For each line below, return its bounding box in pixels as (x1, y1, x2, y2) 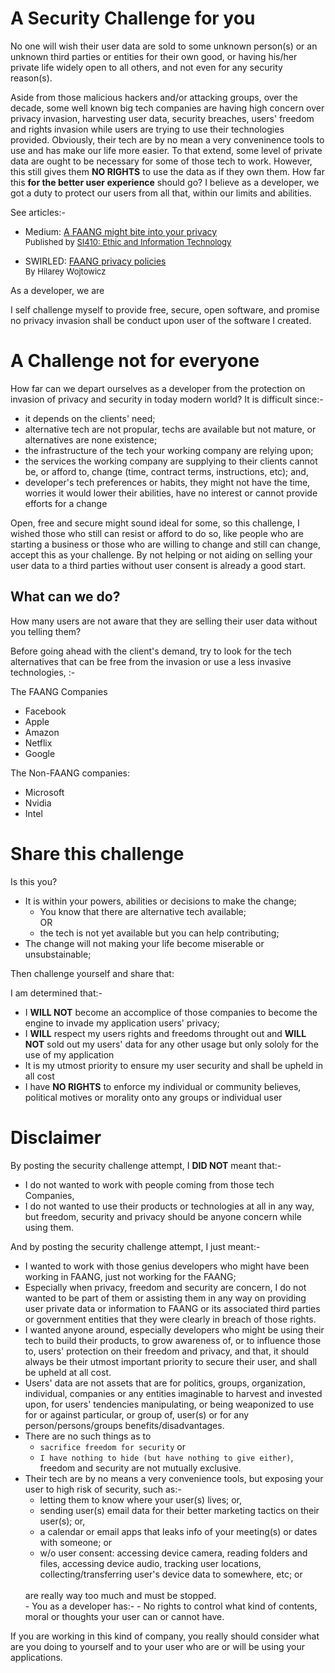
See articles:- (10, 206, 66, 218)
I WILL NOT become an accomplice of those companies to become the (24, 1006, 318, 1018)
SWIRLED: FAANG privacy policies (24, 255, 167, 267)
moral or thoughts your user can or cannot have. (24, 1610, 225, 1622)
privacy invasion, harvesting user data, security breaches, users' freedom (10, 112, 315, 124)
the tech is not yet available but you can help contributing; (39, 927, 280, 939)
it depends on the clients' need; (24, 412, 156, 424)
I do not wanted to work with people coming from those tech (24, 1178, 275, 1191)
